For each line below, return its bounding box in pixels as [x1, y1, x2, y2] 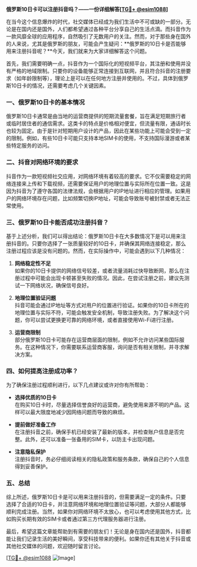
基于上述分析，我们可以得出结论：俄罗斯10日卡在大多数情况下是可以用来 [6, 232, 181, 240]
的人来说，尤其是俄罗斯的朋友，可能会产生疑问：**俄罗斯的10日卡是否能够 [6, 41, 186, 47]
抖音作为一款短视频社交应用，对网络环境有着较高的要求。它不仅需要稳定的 [6, 173, 186, 180]
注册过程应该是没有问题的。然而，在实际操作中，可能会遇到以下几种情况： [6, 247, 186, 254]
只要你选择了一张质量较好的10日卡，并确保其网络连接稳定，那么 [31, 240, 186, 247]
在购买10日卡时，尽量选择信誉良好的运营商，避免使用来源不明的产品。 [14, 401, 185, 408]
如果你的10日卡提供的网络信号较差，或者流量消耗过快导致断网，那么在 [14, 267, 185, 274]
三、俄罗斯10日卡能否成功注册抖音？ [6, 218, 109, 226]
